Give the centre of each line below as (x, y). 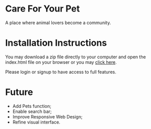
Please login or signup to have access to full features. (61, 72)
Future (19, 92)
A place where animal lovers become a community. (58, 23)
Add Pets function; (32, 106)
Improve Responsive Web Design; (48, 116)
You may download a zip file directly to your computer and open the (75, 57)
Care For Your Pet (43, 9)
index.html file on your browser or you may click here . (61, 62)
